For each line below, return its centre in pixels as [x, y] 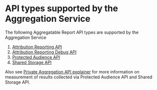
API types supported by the [61, 9]
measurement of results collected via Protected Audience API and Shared [79, 77]
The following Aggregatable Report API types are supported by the [72, 32]
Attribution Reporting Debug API [44, 52]
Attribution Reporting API [37, 47]
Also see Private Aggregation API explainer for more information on [72, 72]
